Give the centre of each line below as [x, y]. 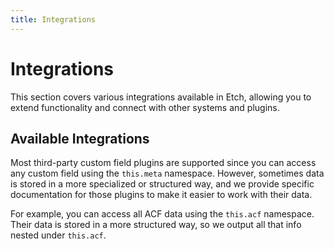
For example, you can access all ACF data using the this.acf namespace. [162, 214]
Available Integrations [80, 138]
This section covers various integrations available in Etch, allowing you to [161, 97]
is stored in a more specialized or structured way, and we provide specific [162, 184]
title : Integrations [53, 19]
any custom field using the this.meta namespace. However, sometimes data [167, 173]
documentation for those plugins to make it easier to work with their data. [161, 195]
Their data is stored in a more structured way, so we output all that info [156, 225]
